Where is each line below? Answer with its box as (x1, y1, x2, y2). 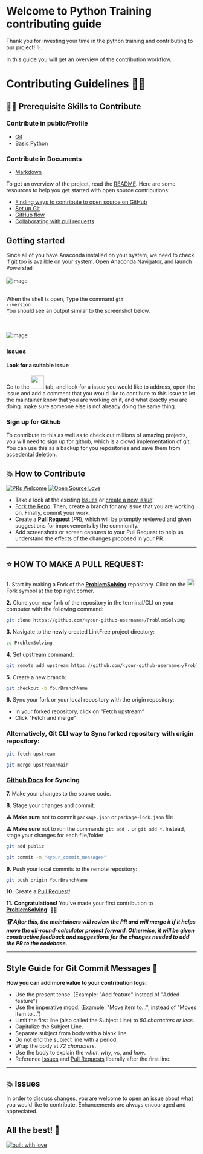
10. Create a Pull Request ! (6, 888, 71, 895)
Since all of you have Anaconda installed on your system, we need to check (6, 251, 195, 258)
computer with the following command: (6, 605, 104, 612)
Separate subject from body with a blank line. (14, 1030, 129, 1037)
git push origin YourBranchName (6, 877, 88, 883)
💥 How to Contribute (6, 468, 86, 478)
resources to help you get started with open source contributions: (6, 187, 170, 194)
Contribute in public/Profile (6, 119, 88, 128)
